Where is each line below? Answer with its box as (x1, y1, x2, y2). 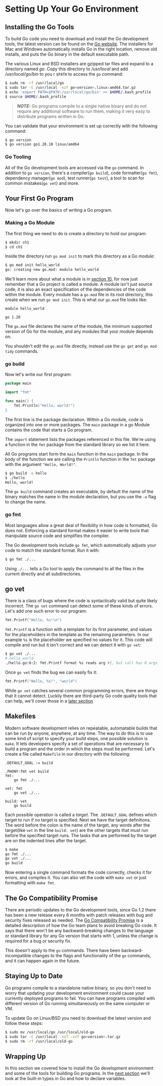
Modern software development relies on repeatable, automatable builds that (5, 725, 158, 731)
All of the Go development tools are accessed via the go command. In (5, 164, 144, 170)
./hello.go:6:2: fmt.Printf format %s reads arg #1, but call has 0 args (5, 661, 158, 665)
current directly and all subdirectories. (5, 571, 82, 577)
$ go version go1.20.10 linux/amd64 (5, 142, 79, 147)
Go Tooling (5, 154, 32, 161)
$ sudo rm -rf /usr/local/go (5, 80, 64, 85)
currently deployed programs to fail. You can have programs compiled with (5, 995, 155, 1001)
